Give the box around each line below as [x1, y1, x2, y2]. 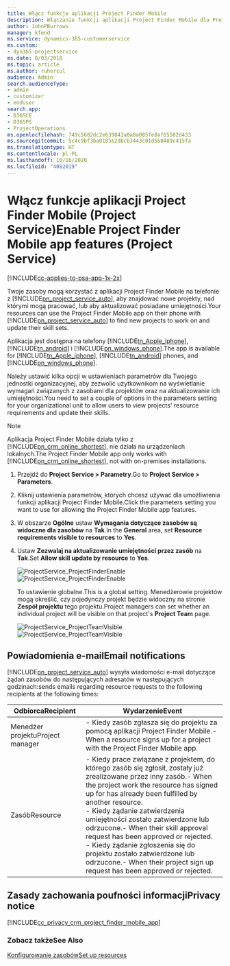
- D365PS [7, 118, 32, 126]
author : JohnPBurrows [7, 23, 69, 30]
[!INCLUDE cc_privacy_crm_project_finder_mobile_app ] [7, 919, 161, 927]
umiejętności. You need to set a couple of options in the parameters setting [7, 394, 218, 402]
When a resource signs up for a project [85, 735, 211, 744]
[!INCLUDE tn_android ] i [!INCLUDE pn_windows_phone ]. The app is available [7, 344, 220, 352]
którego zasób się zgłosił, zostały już [85, 763, 204, 773]
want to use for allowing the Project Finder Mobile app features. [16, 505, 197, 513]
